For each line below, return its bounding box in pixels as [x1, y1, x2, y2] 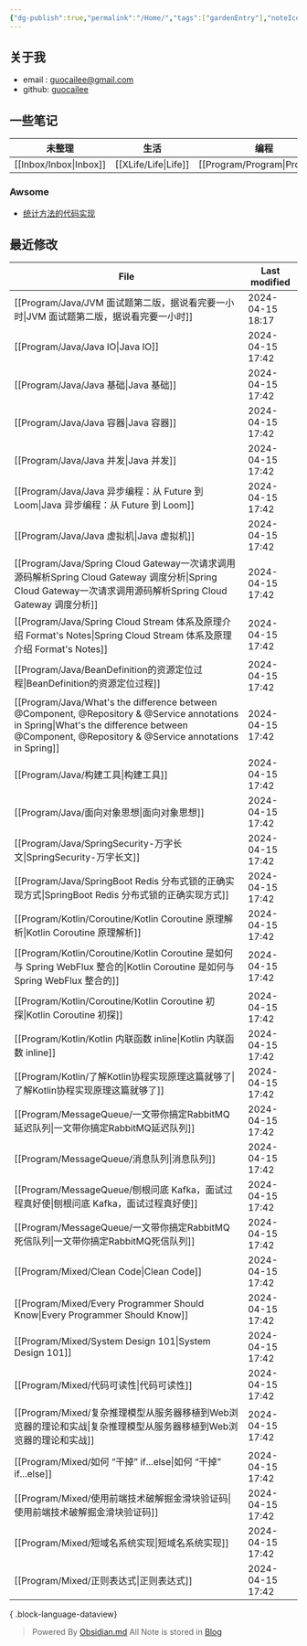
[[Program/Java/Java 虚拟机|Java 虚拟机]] [14, 529, 196, 542]
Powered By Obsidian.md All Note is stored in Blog [31, 1627, 222, 1638]
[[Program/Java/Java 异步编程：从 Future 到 [14, 486, 204, 498]
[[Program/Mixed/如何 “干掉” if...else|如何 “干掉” [14, 1456, 222, 1469]
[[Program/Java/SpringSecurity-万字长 [14, 838, 183, 850]
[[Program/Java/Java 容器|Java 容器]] [14, 417, 177, 430]
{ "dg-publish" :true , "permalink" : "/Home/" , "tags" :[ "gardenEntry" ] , [9, 13, 268, 23]
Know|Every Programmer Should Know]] [14, 1309, 189, 1321]
